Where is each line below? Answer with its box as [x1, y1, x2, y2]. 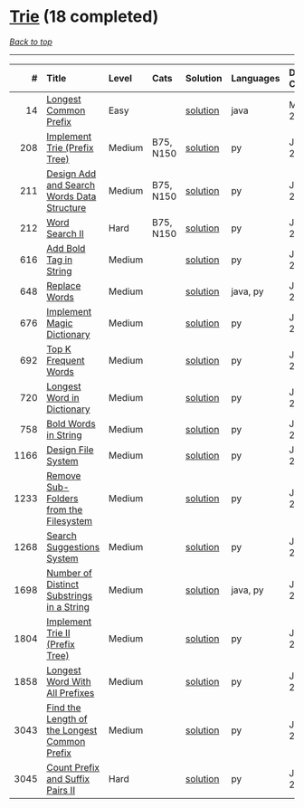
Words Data [46, 190, 97, 203]
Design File [46, 443, 94, 456]
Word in [46, 391, 80, 404]
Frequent [46, 354, 85, 366]
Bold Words [46, 417, 97, 430]
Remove [46, 469, 81, 481]
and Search [46, 178, 96, 191]
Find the [46, 701, 81, 714]
